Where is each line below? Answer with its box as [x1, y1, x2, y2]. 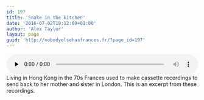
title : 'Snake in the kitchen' [6, 15, 86, 21]
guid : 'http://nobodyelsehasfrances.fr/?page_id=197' [6, 37, 146, 43]
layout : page [6, 32, 40, 38]
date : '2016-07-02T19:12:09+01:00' [6, 20, 97, 26]
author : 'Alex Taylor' [6, 25, 64, 32]
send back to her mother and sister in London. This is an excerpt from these [6, 81, 197, 88]
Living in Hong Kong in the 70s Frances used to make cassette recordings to [6, 74, 198, 81]
